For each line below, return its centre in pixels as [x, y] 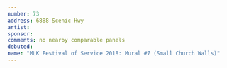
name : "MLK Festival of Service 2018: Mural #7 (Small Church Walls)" [114, 54]
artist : [19, 27]
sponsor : [20, 34]
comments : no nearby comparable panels [66, 40]
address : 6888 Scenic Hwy [45, 21]
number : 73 [23, 14]
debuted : [20, 47]
